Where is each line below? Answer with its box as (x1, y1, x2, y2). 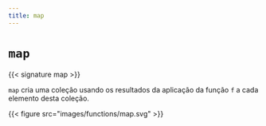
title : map (8, 11, 45, 20)
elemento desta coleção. (8, 93, 90, 103)
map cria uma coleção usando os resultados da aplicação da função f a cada (8, 85, 259, 94)
